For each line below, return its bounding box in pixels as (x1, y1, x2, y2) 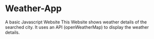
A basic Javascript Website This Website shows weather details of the (5, 19, 147, 25)
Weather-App (5, 3, 62, 14)
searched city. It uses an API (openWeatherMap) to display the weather (5, 24, 149, 30)
